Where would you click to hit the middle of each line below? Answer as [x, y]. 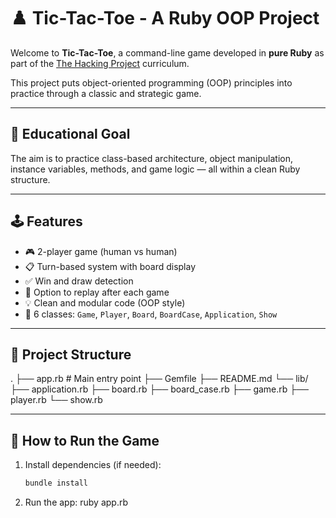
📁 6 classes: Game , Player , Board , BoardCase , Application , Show [151, 314]
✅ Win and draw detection [79, 281]
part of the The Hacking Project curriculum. [100, 63]
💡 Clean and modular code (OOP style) [105, 302]
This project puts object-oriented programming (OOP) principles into [151, 82]
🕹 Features [46, 221]
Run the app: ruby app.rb [76, 502]
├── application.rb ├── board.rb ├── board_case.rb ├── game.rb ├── [160, 389]
